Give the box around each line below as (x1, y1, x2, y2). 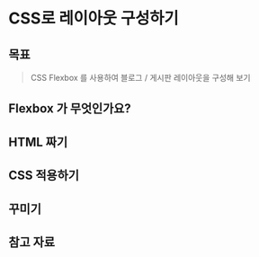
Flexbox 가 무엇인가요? (8, 101, 131, 117)
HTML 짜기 (8, 134, 68, 149)
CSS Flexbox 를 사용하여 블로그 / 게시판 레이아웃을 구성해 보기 (30, 73, 251, 83)
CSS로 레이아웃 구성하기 (8, 8, 179, 29)
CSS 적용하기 (8, 168, 80, 183)
